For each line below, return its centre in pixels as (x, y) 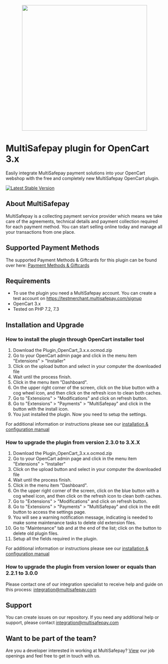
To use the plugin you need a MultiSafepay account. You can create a (84, 293)
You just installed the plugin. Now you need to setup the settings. (80, 414)
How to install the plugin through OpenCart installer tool (75, 339)
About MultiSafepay (37, 204)
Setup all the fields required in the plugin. (55, 539)
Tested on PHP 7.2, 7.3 (36, 309)
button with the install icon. (41, 409)
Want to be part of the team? (51, 638)
